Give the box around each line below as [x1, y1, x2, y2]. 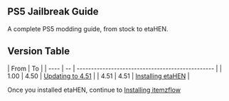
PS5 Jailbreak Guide [7, 6, 99, 18]
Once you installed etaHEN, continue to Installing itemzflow [7, 85, 181, 94]
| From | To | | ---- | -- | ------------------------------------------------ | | [7, 64, 223, 73]
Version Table [7, 46, 70, 58]
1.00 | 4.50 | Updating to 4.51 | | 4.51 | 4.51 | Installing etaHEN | [7, 71, 190, 80]
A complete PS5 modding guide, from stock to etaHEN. [7, 24, 169, 33]
